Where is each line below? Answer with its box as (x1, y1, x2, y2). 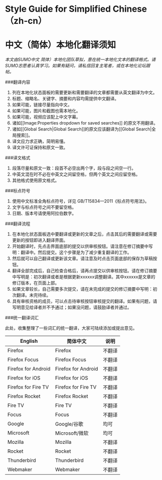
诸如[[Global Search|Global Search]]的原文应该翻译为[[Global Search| (12, 126, 152, 132)
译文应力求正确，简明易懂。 (12, 138, 68, 145)
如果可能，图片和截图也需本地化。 (12, 108, 81, 114)
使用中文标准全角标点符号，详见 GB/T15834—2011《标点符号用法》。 (12, 198, 149, 204)
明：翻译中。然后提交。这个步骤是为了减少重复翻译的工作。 (12, 250, 132, 255)
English (20, 338, 38, 345)
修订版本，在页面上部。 (12, 280, 59, 286)
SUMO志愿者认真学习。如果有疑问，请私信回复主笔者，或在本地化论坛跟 (5, 63, 150, 69)
